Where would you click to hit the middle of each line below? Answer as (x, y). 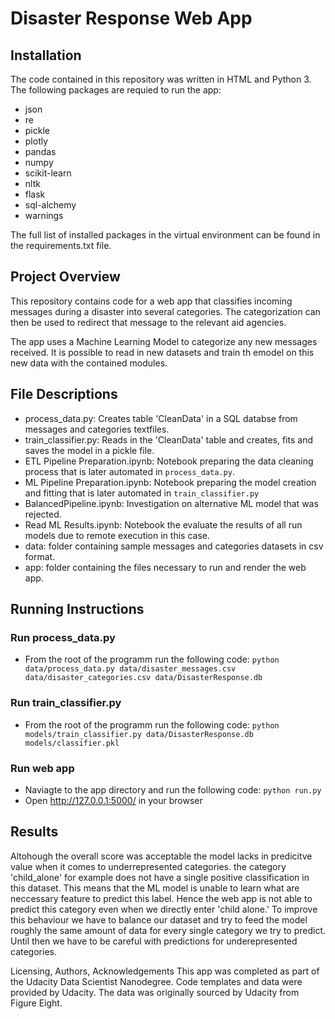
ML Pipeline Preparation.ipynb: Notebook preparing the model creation (170, 482)
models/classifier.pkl (72, 743)
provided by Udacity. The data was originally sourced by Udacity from (155, 992)
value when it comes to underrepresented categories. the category (148, 866)
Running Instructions (77, 609)
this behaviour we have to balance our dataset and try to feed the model (159, 919)
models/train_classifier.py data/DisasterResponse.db (139, 734)
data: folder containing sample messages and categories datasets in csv (174, 546)
